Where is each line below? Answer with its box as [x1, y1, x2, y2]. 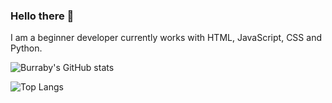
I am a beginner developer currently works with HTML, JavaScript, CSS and [10, 32, 322, 44]
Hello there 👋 [10, 9, 75, 23]
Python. [10, 42, 43, 54]
